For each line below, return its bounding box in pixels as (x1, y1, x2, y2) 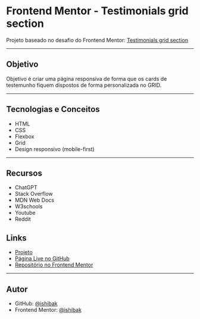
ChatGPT (14, 184, 37, 191)
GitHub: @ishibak (14, 300, 58, 307)
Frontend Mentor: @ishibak (14, 307, 82, 313)
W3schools (14, 203, 43, 210)
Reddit (14, 215, 31, 223)
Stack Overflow (14, 190, 54, 198)
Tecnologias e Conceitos (6, 104, 100, 114)
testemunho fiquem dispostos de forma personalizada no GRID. (6, 82, 162, 89)
